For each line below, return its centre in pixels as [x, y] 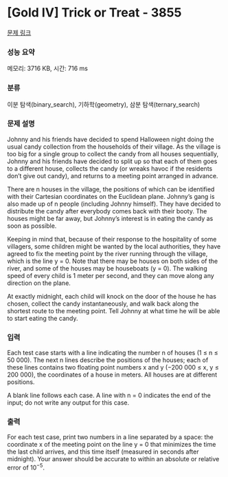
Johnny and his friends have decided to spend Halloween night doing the [111, 139]
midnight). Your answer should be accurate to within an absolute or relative [113, 459]
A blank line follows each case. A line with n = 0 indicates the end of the [109, 395]
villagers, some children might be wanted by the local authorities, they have [114, 246]
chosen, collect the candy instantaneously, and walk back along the [103, 304]
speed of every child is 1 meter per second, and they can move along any [111, 275]
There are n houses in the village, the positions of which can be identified [111, 189]
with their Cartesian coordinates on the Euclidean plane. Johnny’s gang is [111, 196]
